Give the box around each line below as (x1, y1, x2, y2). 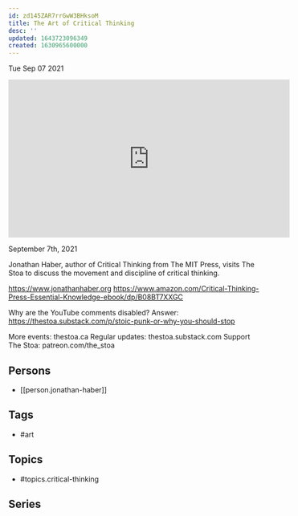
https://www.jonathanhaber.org (8, 284, 112, 294)
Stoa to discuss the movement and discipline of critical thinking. (8, 268, 220, 278)
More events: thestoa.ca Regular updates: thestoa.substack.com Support (8, 332, 251, 342)
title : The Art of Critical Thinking (8, 19, 135, 27)
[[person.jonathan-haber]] (19, 384, 107, 394)
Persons (8, 364, 51, 377)
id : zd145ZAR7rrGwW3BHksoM (8, 11, 99, 20)
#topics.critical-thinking (19, 474, 99, 484)
